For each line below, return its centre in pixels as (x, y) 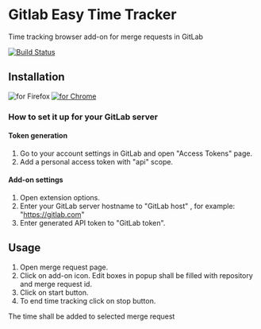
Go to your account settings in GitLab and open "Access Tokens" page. (136, 153)
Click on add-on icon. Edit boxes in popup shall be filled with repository (136, 275)
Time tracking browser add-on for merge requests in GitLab (106, 37)
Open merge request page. (64, 267)
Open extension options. (60, 198)
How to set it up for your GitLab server (83, 117)
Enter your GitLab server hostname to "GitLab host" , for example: (127, 206)
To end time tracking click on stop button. (88, 300)
